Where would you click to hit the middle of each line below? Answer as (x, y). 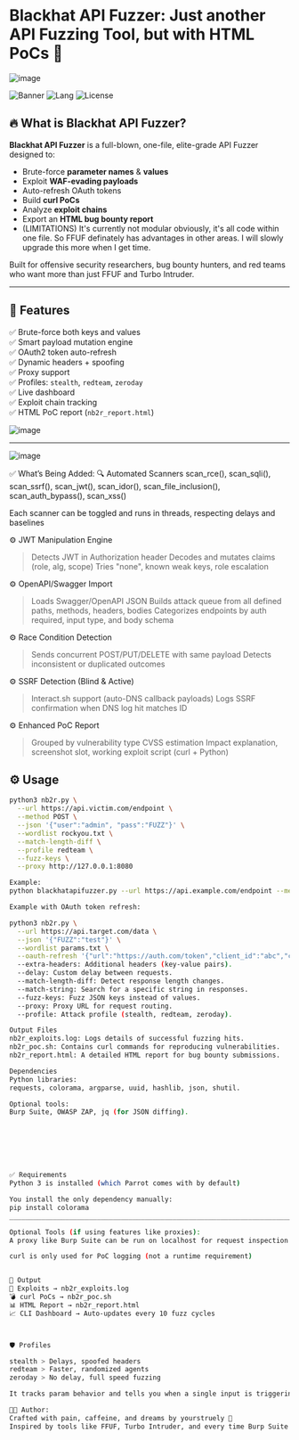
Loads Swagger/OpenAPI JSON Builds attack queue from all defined (156, 601)
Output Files (33, 1030)
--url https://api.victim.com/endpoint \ (95, 809)
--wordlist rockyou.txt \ (65, 833)
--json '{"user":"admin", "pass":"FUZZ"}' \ (101, 825)
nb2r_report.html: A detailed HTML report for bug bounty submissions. (145, 1055)
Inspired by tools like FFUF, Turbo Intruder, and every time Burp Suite (149, 1427)
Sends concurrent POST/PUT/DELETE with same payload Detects (151, 654)
